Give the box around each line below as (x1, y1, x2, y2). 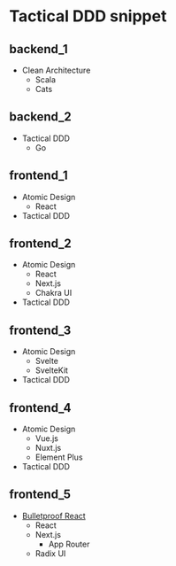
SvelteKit (34, 365, 69, 376)
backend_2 (9, 109, 73, 125)
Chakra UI (34, 288, 73, 299)
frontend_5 (9, 487, 72, 502)
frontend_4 (9, 400, 73, 415)
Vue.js (34, 433, 59, 444)
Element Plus (34, 452, 83, 462)
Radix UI (34, 547, 66, 559)
